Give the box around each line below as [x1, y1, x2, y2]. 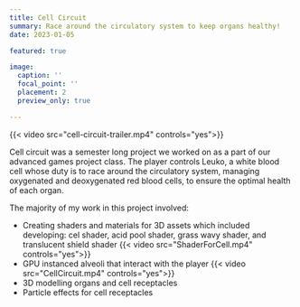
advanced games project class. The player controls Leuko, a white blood [9, 155, 280, 167]
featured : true [9, 46, 67, 55]
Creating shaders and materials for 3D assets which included [22, 219, 250, 230]
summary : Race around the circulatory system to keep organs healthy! [9, 22, 281, 31]
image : [9, 62, 34, 72]
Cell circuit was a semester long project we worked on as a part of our [9, 146, 271, 157]
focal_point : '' [17, 79, 79, 88]
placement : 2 [17, 88, 67, 97]
